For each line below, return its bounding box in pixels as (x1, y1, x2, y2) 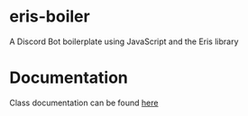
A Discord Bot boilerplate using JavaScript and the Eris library (9, 36, 239, 47)
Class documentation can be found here (9, 97, 159, 108)
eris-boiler (9, 6, 90, 27)
